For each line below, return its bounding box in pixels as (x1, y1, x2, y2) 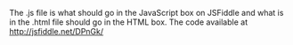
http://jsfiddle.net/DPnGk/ (9, 26, 104, 36)
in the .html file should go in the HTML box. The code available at (9, 17, 248, 27)
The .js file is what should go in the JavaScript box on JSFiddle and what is (9, 8, 284, 18)
